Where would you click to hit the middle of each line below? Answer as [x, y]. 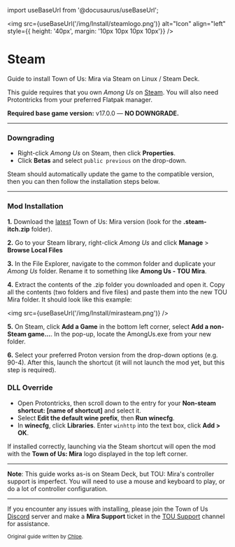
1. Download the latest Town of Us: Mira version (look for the [94, 221]
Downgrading [31, 138]
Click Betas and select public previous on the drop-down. [102, 161]
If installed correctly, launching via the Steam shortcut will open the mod [112, 446]
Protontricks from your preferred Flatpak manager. [80, 99]
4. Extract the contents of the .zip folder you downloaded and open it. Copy [116, 284]
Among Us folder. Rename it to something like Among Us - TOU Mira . [107, 271]
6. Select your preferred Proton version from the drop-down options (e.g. [113, 355]
